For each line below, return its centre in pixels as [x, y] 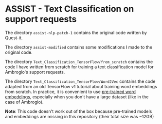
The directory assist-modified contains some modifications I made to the [79, 47]
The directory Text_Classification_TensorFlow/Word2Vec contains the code [80, 81]
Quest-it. [14, 38]
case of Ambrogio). [24, 102]
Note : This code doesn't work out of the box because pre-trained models [79, 111]
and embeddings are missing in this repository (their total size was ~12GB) [80, 116]
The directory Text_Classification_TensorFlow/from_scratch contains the [79, 62]
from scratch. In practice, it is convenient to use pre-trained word [71, 92]
